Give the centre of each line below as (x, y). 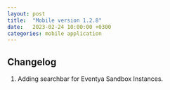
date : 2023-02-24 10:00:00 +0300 (59, 27)
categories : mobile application (54, 33)
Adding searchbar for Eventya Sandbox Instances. (90, 79)
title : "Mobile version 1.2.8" (54, 20)
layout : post (26, 14)
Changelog (32, 62)
